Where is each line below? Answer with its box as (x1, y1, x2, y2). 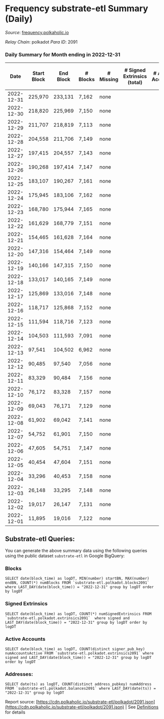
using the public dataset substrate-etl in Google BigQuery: (5, 553, 125, 559)
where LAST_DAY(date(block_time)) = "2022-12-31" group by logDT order (5, 585, 154, 589)
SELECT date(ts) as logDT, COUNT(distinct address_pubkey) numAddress (5, 682, 152, 687)
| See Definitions (125, 704, 159, 710)
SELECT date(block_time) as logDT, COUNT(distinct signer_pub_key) (5, 646, 145, 652)
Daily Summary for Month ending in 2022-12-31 (5, 51, 121, 58)
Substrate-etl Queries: (5, 535, 75, 543)
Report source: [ (5, 699, 38, 705)
